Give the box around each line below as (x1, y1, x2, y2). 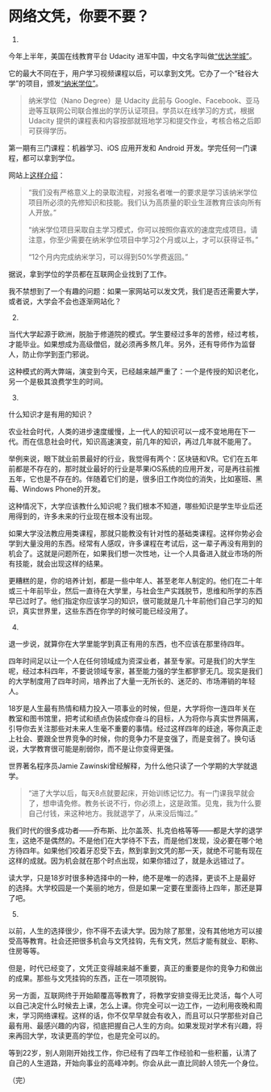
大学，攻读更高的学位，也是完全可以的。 (29, 1031, 164, 1040)
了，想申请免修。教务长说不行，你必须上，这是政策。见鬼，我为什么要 (27, 798, 262, 808)
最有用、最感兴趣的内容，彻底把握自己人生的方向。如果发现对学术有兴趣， (8, 1020, 256, 1030)
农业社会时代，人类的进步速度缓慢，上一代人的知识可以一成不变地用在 (8, 426, 242, 436)
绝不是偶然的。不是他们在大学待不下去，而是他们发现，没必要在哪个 (29, 835, 256, 845)
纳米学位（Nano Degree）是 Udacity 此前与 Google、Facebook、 (27, 95, 246, 105)
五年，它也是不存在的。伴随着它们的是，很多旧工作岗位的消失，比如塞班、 (8, 474, 256, 483)
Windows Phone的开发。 (22, 483, 106, 493)
